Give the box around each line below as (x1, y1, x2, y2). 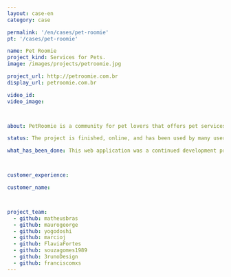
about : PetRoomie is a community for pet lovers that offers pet (7, 122, 198, 129)
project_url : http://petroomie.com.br (7, 73, 118, 80)
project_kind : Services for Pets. (7, 54, 107, 61)
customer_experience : (7, 172, 69, 179)
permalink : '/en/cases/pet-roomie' (7, 29, 109, 36)
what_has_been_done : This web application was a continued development (7, 147, 217, 155)
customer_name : (7, 184, 51, 191)
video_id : (7, 91, 36, 98)
